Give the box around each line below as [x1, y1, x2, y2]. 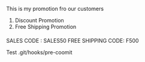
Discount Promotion [14, 17, 64, 23]
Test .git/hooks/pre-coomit [6, 48, 73, 56]
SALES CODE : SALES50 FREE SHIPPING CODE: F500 [6, 37, 139, 44]
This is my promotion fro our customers [6, 5, 104, 12]
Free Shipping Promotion [14, 23, 77, 30]
